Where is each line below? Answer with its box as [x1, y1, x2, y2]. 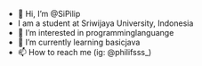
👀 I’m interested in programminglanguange [17, 28, 174, 37]
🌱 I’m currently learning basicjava [17, 37, 141, 47]
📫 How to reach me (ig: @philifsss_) [17, 47, 152, 57]
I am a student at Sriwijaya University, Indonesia [17, 18, 194, 29]
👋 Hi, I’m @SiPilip [17, 9, 81, 19]
